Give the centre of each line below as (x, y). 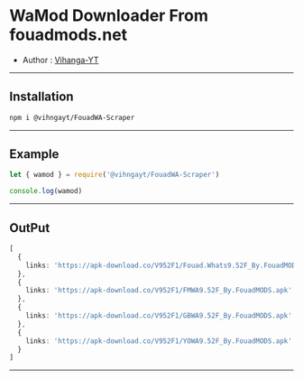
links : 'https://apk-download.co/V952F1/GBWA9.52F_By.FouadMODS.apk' (159, 316)
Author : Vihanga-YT (60, 60)
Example (34, 154)
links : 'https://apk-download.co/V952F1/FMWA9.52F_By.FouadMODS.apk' (159, 291)
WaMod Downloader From (109, 16)
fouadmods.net (69, 35)
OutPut (30, 228)
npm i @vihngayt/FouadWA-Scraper (72, 117)
